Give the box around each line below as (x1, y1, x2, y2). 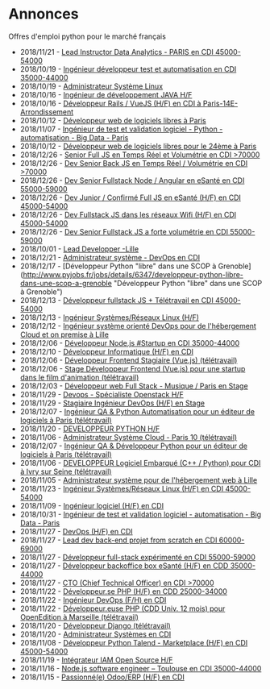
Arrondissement (19, 106, 74, 117)
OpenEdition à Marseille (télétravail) (19, 612, 139, 621)
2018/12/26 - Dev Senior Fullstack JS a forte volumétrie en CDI (19, 226, 228, 236)
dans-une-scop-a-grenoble (19, 278, 113, 288)
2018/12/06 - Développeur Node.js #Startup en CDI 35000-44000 (19, 338, 240, 347)
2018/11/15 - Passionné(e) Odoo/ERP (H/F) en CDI (19, 672, 185, 682)
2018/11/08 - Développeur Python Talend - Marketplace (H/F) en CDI (19, 637, 248, 647)
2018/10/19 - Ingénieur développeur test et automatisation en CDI (19, 64, 237, 73)
